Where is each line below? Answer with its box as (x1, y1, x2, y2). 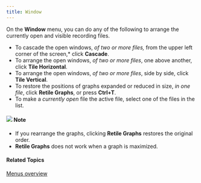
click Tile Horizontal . (14, 63, 68, 70)
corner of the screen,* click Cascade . (14, 50, 110, 58)
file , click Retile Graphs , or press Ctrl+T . (14, 88, 116, 96)
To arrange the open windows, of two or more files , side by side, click (14, 69, 189, 76)
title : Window (6, 8, 42, 15)
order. (14, 136, 30, 143)
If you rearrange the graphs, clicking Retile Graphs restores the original (14, 130, 193, 137)
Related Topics (6, 156, 45, 164)
